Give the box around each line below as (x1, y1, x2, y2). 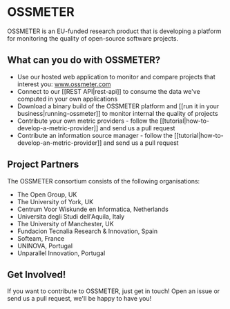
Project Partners (7, 159, 79, 170)
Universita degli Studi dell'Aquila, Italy (17, 212, 125, 221)
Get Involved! (7, 268, 66, 280)
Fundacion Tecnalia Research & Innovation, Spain (17, 227, 158, 235)
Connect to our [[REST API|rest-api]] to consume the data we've (17, 87, 200, 95)
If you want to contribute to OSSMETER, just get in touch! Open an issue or (7, 287, 220, 295)
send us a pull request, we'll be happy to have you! (7, 295, 152, 303)
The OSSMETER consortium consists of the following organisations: (7, 177, 200, 185)
